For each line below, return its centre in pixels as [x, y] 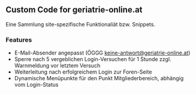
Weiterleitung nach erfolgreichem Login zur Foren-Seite [83, 72]
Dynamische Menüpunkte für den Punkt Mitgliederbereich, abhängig [99, 78]
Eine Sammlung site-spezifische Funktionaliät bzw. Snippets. [81, 24]
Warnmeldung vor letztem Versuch [57, 66]
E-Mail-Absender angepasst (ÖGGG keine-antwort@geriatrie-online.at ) [102, 53]
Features [19, 40]
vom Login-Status [36, 85]
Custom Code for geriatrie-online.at [74, 10]
